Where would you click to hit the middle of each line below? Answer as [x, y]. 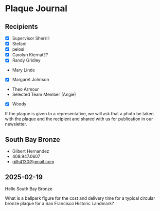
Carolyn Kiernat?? [30, 55]
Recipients [21, 27]
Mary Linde [23, 70]
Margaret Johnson [31, 80]
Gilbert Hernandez [31, 151]
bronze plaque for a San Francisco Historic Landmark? [60, 204]
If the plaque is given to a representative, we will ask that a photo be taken [80, 114]
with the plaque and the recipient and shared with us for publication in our [79, 119]
